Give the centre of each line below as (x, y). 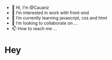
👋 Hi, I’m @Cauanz (30, 8)
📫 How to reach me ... (34, 29)
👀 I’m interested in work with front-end (50, 13)
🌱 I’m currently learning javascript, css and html (59, 18)
